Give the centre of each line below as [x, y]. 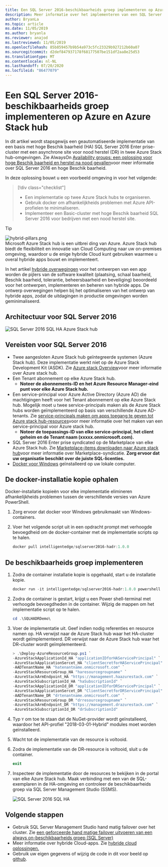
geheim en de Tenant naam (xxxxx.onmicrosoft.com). [77, 437]
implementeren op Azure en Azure [78, 117]
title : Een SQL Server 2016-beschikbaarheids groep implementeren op [79, 10]
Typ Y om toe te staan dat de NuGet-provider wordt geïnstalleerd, [80, 719]
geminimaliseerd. [23, 301]
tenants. [21, 415]
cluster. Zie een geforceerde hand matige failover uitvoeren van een [82, 832]
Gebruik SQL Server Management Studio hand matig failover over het [84, 827]
